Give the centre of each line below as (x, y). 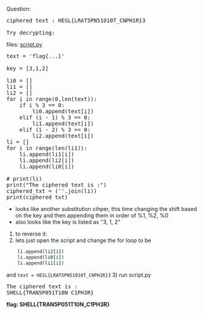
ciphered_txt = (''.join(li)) (52, 191)
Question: (19, 9)
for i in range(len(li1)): (47, 148)
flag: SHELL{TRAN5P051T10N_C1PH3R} (58, 304)
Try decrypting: (31, 33)
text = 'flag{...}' (36, 56)
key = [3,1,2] (28, 68)
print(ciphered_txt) (37, 197)
